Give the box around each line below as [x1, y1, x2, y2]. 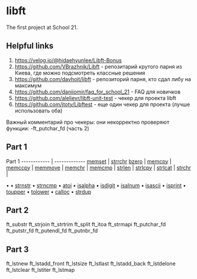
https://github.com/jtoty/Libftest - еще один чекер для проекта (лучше [14, 101, 190, 108]
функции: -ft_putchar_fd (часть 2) [6, 124, 90, 132]
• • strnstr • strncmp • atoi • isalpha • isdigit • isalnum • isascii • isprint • [6, 182, 186, 189]
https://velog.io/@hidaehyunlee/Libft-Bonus [14, 56, 122, 63]
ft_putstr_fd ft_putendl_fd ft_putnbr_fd [6, 227, 98, 235]
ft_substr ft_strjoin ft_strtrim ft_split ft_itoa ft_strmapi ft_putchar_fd [6, 221, 166, 228]
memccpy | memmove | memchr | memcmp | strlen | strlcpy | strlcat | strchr [6, 164, 191, 171]
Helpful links [6, 41, 54, 51]
